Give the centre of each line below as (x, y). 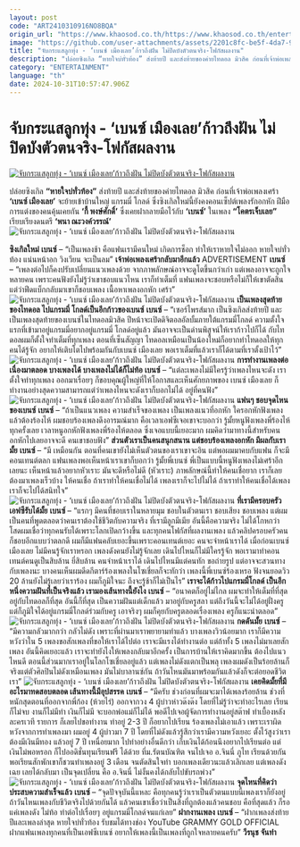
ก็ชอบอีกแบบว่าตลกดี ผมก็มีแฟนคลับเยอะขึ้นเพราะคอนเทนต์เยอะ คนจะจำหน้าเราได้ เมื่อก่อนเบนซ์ (149, 541)
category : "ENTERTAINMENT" (59, 68)
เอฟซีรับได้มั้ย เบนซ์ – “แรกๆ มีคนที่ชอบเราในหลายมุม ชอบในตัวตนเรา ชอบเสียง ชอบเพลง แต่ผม (149, 510)
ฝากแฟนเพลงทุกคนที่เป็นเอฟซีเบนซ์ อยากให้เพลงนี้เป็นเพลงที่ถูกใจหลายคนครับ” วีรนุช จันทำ (143, 832)
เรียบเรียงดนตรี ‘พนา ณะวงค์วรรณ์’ (60, 221)
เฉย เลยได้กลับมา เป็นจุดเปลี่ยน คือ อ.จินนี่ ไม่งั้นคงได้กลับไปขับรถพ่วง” (112, 772)
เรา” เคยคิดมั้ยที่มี (148, 681)
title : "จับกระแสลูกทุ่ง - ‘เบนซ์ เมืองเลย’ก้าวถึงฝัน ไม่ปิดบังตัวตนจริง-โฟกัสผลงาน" (127, 51)
